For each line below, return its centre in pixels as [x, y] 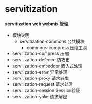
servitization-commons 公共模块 [52, 41]
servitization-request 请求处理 [42, 84]
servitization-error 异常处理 [40, 72]
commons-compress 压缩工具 [57, 48]
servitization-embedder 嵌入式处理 [47, 66]
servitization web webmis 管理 [37, 24]
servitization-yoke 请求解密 [40, 97]
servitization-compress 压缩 [40, 54]
